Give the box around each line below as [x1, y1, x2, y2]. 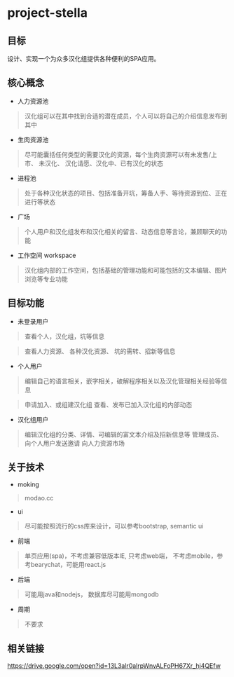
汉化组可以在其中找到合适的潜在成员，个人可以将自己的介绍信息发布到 [24, 111, 228, 120]
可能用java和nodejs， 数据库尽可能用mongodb [24, 590, 159, 599]
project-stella [7, 5, 88, 21]
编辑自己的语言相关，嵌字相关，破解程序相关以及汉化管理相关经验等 [24, 376, 221, 385]
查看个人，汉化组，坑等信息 [24, 331, 105, 341]
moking [17, 480, 40, 488]
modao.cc [24, 494, 54, 502]
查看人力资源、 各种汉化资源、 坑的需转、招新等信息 [24, 347, 176, 355]
